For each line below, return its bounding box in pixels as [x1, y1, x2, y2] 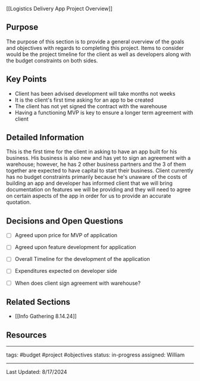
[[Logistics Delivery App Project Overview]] [6, 5, 113, 12]
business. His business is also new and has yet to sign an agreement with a [6, 155, 191, 162]
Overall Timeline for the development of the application [14, 256, 151, 263]
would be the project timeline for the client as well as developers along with [6, 51, 192, 58]
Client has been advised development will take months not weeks [14, 90, 176, 97]
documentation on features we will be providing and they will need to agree [6, 186, 191, 193]
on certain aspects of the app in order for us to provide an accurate [6, 193, 171, 200]
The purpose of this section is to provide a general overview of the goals [6, 38, 185, 45]
